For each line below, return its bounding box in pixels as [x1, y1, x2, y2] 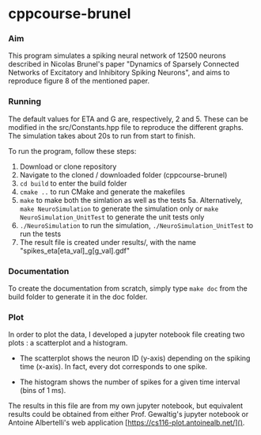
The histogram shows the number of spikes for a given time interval [19, 377, 240, 387]
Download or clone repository [19, 162, 117, 171]
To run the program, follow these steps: [8, 146, 137, 155]
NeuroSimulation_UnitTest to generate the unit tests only [19, 212, 205, 222]
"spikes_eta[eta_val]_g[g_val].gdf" [19, 246, 130, 255]
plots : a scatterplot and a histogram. [8, 338, 128, 348]
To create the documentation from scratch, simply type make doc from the [8, 284, 248, 293]
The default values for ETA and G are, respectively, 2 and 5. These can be [8, 114, 249, 124]
